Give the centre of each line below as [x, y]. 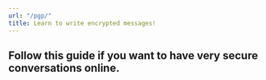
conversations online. [64, 68]
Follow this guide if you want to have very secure [133, 56]
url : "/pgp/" [30, 16]
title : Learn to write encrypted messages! [82, 23]
